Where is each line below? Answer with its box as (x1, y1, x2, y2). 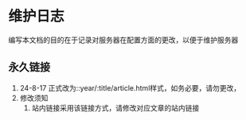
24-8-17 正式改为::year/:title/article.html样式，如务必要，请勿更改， (19, 83, 241, 92)
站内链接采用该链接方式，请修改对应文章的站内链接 (31, 103, 200, 112)
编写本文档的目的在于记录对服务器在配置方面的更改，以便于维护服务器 (8, 35, 239, 45)
